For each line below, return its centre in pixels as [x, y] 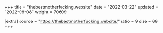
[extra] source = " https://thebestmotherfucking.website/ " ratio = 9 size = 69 [81, 21]
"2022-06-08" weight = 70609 [36, 12]
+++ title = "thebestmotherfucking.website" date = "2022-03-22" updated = [81, 7]
